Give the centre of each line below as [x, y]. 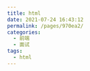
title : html [24, 13]
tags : [15, 51]
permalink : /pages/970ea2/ [45, 26]
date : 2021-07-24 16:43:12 [45, 20]
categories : [24, 32]
